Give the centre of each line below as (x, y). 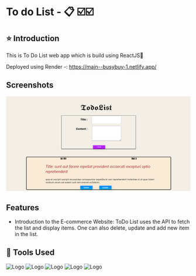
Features (23, 208)
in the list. (26, 234)
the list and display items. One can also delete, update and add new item (102, 228)
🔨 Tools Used (30, 253)
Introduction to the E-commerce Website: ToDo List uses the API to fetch (102, 222)
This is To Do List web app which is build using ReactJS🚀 (75, 55)
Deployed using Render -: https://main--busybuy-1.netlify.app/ (81, 67)
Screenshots (30, 85)
